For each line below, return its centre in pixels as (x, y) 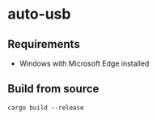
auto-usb (39, 14)
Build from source (53, 89)
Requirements (44, 44)
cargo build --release (46, 107)
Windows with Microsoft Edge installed (84, 63)
